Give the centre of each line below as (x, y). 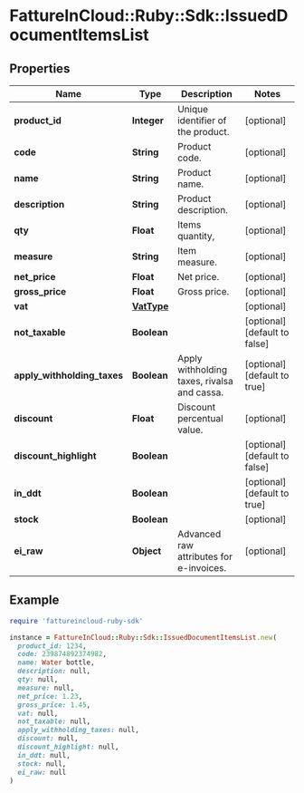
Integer (148, 121)
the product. (204, 132)
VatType (150, 306)
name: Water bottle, (56, 662)
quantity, (196, 236)
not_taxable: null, (54, 721)
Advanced (199, 534)
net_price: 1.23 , (50, 696)
